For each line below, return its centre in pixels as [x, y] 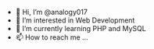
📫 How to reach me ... [52, 37]
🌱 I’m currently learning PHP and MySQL [81, 28]
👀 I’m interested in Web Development [75, 20]
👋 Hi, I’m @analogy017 [52, 12]
